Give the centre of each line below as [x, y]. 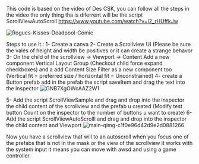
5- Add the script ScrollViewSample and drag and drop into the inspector [95, 100]
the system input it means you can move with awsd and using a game [91, 149]
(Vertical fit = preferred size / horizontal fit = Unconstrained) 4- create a [94, 76]
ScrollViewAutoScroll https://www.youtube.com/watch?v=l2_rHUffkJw [92, 21]
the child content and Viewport [44, 125]
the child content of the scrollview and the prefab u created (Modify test [94, 106]
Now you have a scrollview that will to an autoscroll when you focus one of [97, 137]
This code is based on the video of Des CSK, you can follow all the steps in [98, 9]
